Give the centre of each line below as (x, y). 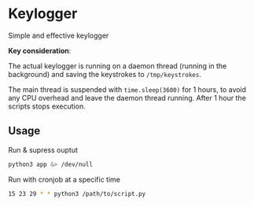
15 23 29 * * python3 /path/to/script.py (77, 193)
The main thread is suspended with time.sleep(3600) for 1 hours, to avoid (127, 89)
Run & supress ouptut (43, 149)
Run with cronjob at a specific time (64, 179)
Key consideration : (40, 50)
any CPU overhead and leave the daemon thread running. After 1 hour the (127, 97)
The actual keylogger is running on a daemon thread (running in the (118, 66)
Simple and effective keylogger (59, 35)
